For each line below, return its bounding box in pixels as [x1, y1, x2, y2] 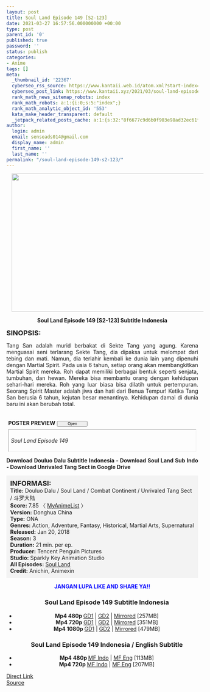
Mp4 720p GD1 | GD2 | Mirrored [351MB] [55, 618, 158, 626]
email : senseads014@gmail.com [12, 134, 88, 140]
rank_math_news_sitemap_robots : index [12, 94, 111, 100]
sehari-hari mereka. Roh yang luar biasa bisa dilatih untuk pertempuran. [6, 381, 198, 388]
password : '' [6, 43, 40, 49]
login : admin [12, 128, 45, 134]
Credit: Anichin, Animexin [10, 567, 75, 575]
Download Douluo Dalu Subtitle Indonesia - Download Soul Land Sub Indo [6, 457, 198, 464]
